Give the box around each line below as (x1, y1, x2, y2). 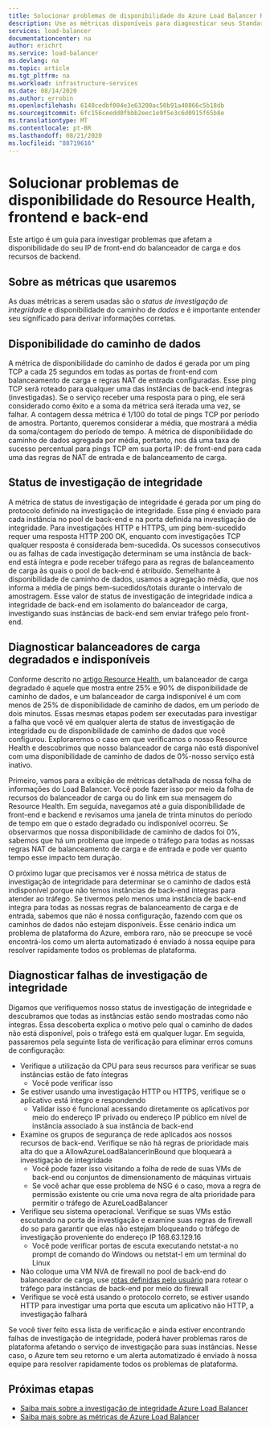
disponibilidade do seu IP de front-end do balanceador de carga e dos (8, 243, 241, 253)
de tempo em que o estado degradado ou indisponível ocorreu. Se (8, 818, 229, 828)
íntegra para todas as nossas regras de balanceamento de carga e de (8, 902, 239, 912)
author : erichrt (8, 42, 63, 50)
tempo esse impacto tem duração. (8, 852, 122, 862)
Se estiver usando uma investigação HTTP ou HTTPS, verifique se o (19, 1087, 247, 1096)
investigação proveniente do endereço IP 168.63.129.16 (19, 1232, 202, 1241)
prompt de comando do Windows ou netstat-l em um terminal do (31, 1249, 247, 1259)
